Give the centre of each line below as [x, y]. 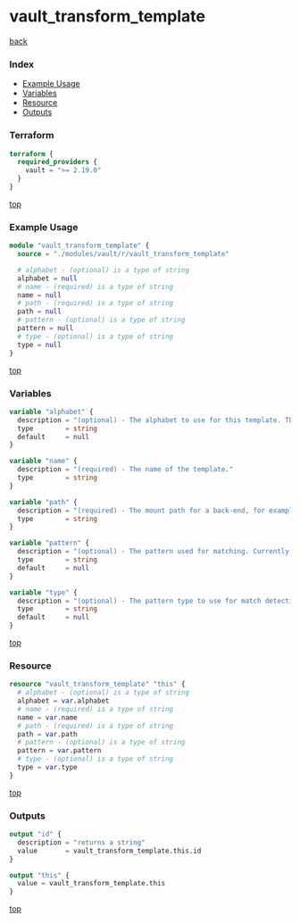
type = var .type [47, 768]
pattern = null [46, 328]
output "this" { [39, 875]
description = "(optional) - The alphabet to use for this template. [149, 420]
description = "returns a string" [81, 842]
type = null [40, 345]
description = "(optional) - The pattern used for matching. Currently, [155, 552]
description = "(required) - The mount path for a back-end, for [142, 511]
